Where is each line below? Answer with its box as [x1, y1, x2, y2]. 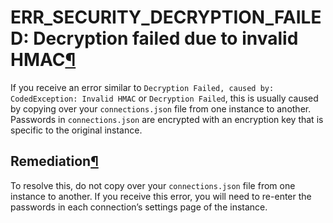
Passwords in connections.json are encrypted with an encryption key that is [10, 113, 324, 125]
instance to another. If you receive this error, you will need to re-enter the [10, 190, 312, 202]
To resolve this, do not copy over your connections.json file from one [10, 179, 296, 191]
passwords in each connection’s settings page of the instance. [10, 201, 268, 213]
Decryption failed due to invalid [33, 27, 299, 50]
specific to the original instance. [10, 124, 143, 136]
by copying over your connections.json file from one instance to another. [10, 102, 312, 115]
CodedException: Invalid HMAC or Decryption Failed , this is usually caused [10, 92, 319, 104]
